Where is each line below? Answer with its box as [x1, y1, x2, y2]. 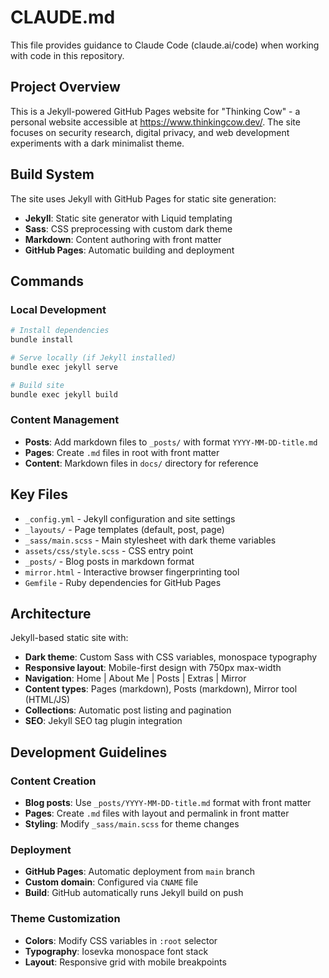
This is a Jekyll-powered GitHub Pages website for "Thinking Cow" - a [10, 105, 301, 117]
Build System [10, 166, 95, 183]
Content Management [10, 413, 120, 427]
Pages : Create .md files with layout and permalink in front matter [24, 807, 290, 820]
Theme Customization [10, 912, 121, 926]
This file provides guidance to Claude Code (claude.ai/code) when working [10, 39, 320, 51]
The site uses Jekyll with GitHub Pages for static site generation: [10, 192, 277, 205]
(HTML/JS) [24, 694, 71, 706]
